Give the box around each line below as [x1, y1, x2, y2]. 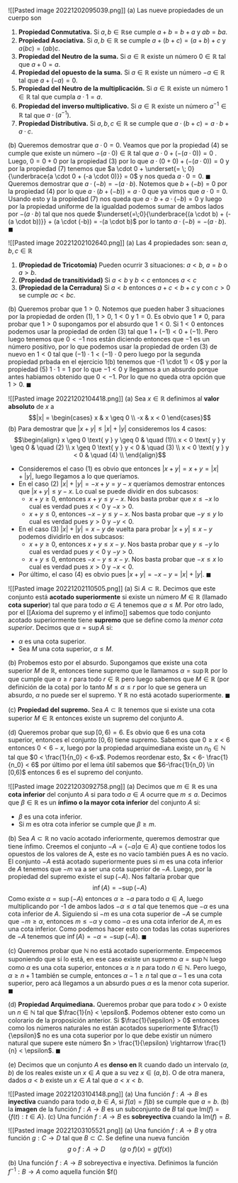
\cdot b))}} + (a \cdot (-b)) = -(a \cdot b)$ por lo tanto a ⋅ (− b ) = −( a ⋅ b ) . [15, 217, 227, 226]
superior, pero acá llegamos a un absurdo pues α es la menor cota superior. [8, 979, 229, 988]
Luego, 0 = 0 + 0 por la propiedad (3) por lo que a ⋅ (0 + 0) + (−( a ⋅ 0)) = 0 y [8, 157, 229, 165]
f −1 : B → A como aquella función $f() [8, 1166, 118, 1176]
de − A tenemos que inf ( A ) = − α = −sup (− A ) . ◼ [8, 932, 147, 941]
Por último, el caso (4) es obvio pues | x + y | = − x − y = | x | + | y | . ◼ [18, 570, 212, 579]
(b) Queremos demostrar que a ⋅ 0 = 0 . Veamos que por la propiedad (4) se [8, 141, 229, 150]
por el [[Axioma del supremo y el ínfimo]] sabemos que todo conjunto [8, 609, 211, 617]
